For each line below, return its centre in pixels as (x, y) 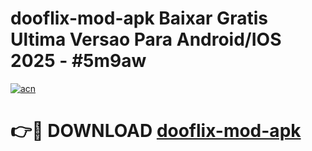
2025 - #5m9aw (78, 61)
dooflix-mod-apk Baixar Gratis (139, 18)
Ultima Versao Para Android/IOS (146, 39)
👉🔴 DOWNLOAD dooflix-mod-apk (156, 131)
